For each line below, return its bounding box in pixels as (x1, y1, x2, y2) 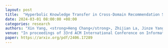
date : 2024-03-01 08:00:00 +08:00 (5, 16, 77, 21)
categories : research (5, 21, 50, 26)
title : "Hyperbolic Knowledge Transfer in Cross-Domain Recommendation (5, 12, 160, 17)
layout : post (5, 7, 32, 12)
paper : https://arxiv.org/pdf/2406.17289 (5, 35, 93, 40)
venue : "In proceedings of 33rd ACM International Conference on (5, 30, 144, 35)
